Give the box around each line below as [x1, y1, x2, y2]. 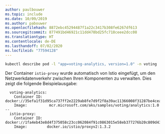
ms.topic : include [5, 12, 43, 17]
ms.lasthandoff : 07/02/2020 [5, 44, 63, 48]
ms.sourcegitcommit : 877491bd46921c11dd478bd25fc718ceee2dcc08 [5, 30, 137, 35]
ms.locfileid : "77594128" [5, 48, 58, 53]
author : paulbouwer [5, 7, 45, 12]
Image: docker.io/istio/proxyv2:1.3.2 [14, 124, 111, 130]
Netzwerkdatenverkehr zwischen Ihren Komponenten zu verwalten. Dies [5, 75, 152, 81]
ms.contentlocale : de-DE [5, 39, 56, 44]
